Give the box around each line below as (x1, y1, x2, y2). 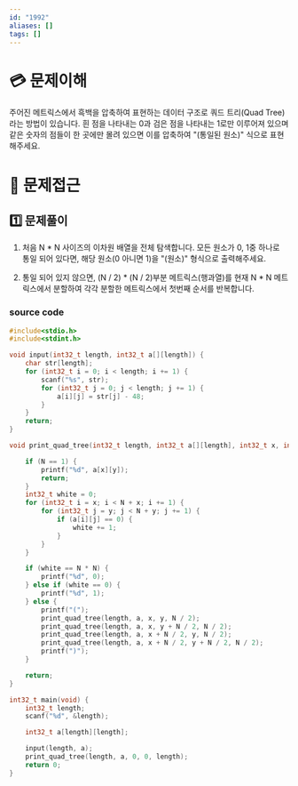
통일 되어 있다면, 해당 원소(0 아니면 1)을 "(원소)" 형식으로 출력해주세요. (21, 253, 267, 264)
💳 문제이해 (9, 70, 87, 91)
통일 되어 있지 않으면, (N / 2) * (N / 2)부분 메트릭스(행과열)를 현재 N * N (21, 272, 272, 283)
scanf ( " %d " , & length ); (25, 712, 109, 721)
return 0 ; (25, 760, 62, 769)
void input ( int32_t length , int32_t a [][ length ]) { (9, 350, 204, 360)
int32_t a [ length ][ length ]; (25, 728, 129, 737)
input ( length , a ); (25, 744, 93, 753)
